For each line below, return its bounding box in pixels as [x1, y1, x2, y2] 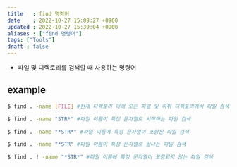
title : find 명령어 [7, 10, 70, 18]
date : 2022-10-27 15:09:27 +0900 [7, 17, 119, 24]
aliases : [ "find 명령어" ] [7, 30, 83, 37]
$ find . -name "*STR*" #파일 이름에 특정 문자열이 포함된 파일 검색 [7, 128, 189, 135]
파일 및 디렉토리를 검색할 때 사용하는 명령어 [17, 63, 137, 71]
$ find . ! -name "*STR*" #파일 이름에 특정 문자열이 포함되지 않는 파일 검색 [7, 154, 214, 161]
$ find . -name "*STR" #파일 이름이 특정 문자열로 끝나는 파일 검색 [7, 141, 186, 148]
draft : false [7, 43, 49, 50]
